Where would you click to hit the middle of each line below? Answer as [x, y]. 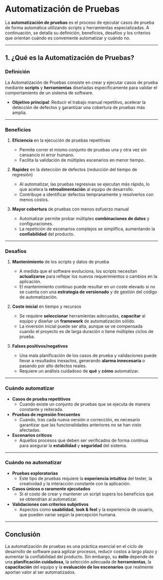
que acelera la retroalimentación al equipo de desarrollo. [77, 189]
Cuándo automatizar [30, 388]
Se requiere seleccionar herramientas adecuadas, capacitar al [82, 316]
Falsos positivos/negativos [40, 346]
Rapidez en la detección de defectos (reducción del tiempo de [74, 169]
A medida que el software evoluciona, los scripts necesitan [78, 271]
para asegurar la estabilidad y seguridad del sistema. [73, 445]
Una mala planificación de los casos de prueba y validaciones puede [88, 355]
